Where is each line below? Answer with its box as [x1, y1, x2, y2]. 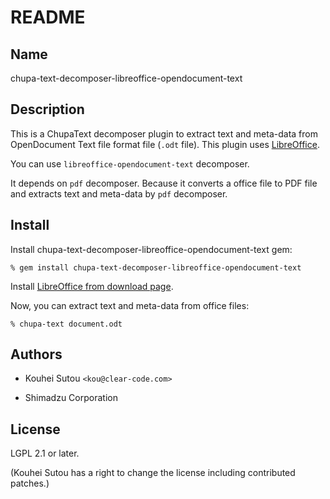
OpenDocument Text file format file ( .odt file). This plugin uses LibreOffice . [10, 138, 320, 150]
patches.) [10, 477, 50, 490]
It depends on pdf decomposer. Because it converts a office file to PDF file [10, 177, 318, 189]
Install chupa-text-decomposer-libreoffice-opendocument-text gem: [10, 243, 293, 255]
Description [10, 101, 85, 118]
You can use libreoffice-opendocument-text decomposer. [10, 157, 250, 170]
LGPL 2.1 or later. [10, 447, 80, 460]
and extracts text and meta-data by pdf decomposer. [10, 187, 228, 200]
